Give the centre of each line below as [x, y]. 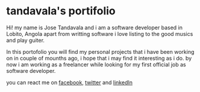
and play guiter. [26, 40]
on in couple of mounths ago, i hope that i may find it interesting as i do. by [99, 58]
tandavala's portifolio [61, 11]
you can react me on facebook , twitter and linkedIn [69, 82]
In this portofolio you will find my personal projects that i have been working [100, 51]
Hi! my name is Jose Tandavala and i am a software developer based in [94, 27]
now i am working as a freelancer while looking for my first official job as [96, 65]
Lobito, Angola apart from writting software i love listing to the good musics [100, 33]
